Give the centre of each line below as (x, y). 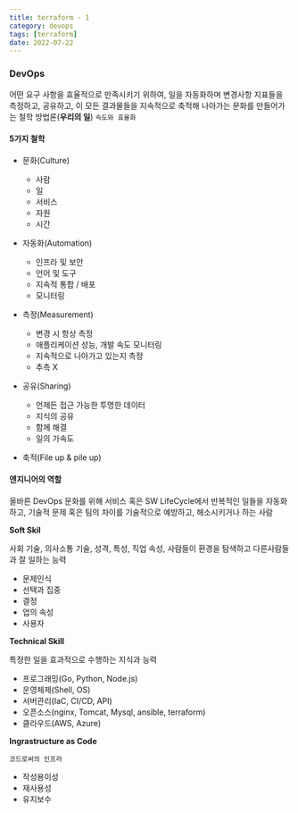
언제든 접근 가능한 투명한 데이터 (90, 405)
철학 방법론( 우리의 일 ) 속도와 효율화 (77, 116)
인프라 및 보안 (59, 262)
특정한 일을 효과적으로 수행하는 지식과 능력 (83, 659)
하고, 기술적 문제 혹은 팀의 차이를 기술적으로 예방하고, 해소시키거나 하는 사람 (141, 512)
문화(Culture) (46, 160)
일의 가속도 (54, 438)
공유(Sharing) (46, 386)
